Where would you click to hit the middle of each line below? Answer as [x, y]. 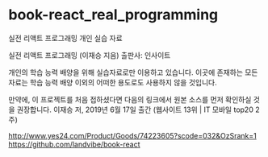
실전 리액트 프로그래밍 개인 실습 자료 [65, 38]
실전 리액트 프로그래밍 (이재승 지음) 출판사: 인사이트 [90, 55]
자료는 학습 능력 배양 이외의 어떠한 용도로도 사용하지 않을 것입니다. [113, 82]
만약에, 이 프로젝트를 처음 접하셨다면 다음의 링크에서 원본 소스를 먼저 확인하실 [130, 99]
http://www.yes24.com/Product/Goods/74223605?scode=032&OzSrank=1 [132, 135]
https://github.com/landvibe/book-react [74, 144]
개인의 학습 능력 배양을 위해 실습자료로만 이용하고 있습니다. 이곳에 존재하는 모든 [133, 72]
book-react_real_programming [113, 15]
